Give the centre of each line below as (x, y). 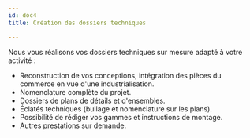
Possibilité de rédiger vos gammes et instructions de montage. (121, 117)
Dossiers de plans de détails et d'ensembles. (92, 100)
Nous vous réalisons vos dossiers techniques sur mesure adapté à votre (125, 52)
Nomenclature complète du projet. (75, 92)
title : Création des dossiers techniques (77, 23)
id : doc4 (22, 15)
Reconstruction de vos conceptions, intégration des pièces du (120, 75)
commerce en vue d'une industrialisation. (87, 84)
